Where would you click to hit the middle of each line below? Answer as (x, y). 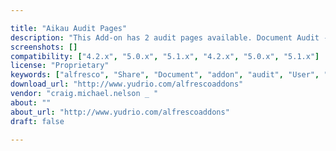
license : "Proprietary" (60, 66)
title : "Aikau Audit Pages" (69, 28)
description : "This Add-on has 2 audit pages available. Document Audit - (169, 37)
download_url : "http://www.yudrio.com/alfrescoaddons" (127, 84)
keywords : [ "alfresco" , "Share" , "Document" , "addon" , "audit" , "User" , (165, 75)
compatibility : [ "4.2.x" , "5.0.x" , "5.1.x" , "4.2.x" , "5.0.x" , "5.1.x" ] (165, 56)
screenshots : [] (44, 47)
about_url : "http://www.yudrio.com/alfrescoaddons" (120, 112)
